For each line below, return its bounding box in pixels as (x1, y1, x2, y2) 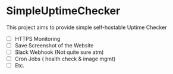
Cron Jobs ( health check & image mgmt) (14, 55, 116, 63)
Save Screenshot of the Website (14, 42, 94, 49)
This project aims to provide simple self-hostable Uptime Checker (6, 24, 168, 31)
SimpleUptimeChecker (6, 4, 121, 18)
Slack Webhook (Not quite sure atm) (14, 49, 104, 56)
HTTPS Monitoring (14, 35, 61, 42)
